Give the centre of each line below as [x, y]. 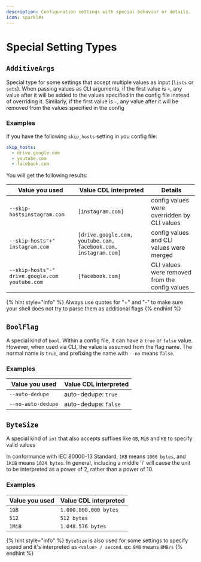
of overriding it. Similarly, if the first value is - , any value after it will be [92, 101]
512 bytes [74, 518]
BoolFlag [22, 327]
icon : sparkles [25, 17]
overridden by [171, 216]
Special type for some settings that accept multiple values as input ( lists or [100, 82]
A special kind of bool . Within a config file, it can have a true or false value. [100, 340]
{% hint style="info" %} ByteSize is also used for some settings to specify [97, 540]
